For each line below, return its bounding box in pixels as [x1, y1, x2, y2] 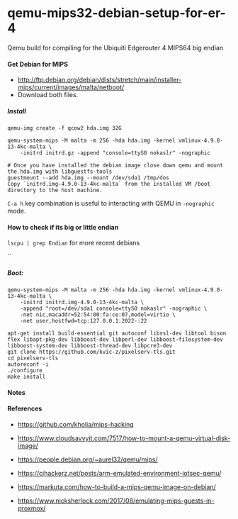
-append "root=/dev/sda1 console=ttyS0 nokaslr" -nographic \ [20, 305, 208, 313]
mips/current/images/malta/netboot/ [17, 83, 125, 91]
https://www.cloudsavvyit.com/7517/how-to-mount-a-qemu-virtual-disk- [17, 434, 231, 442]
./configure [7, 367, 42, 374]
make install [7, 374, 46, 381]
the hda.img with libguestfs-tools [7, 168, 113, 175]
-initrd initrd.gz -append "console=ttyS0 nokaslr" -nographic [20, 150, 211, 157]
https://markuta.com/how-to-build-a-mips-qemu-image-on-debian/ [17, 483, 216, 491]
